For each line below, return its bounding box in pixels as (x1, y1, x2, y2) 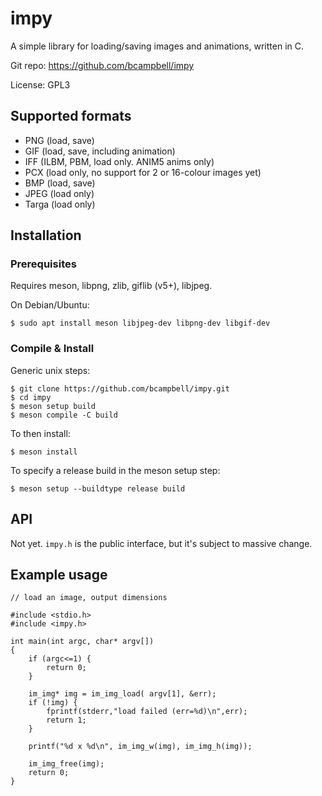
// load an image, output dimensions (10, 593, 168, 603)
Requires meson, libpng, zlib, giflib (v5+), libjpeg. (10, 280, 213, 292)
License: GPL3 (10, 78, 71, 91)
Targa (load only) (24, 198, 96, 210)
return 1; (46, 715, 87, 726)
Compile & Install (10, 342, 95, 356)
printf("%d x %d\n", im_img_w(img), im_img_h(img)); (28, 742, 253, 752)
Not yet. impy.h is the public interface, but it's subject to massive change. (10, 537, 313, 549)
